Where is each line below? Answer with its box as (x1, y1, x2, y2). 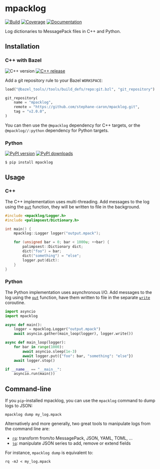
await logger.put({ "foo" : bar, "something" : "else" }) (22, 354, 133, 358)
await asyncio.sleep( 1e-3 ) (22, 349, 77, 354)
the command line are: (5, 426, 50, 432)
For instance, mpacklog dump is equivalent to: (5, 450, 94, 456)
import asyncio (5, 309, 36, 314)
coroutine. (5, 299, 26, 306)
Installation (5, 42, 40, 51)
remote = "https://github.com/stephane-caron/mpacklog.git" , (14, 105, 140, 110)
